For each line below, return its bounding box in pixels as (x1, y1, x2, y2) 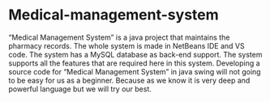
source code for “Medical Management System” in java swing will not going (8, 66, 261, 76)
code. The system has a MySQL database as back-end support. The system (8, 49, 263, 59)
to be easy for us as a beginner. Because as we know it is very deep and (8, 75, 251, 85)
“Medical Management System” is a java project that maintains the (8, 32, 230, 42)
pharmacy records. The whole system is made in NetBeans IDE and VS (8, 40, 245, 50)
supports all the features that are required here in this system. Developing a (8, 58, 261, 68)
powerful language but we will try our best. (8, 83, 152, 94)
